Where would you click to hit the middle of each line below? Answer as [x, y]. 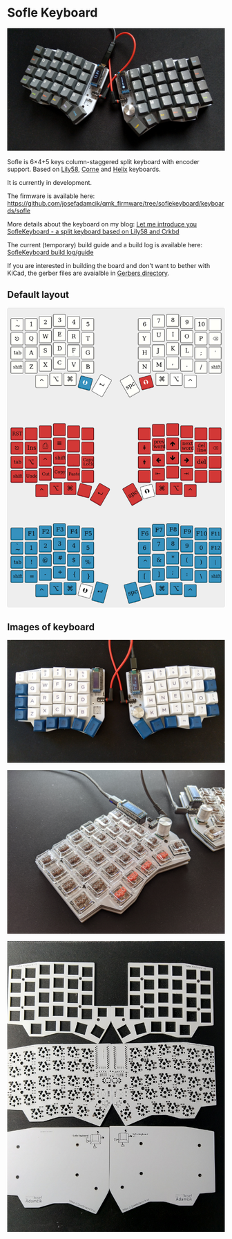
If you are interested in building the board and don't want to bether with [109, 265]
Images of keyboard [51, 627]
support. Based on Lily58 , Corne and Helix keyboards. [84, 169]
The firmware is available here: [51, 196]
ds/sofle [19, 211]
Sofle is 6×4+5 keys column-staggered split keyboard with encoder [104, 161]
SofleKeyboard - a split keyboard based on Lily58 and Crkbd [93, 231]
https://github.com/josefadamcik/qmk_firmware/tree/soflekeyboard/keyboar [116, 203]
